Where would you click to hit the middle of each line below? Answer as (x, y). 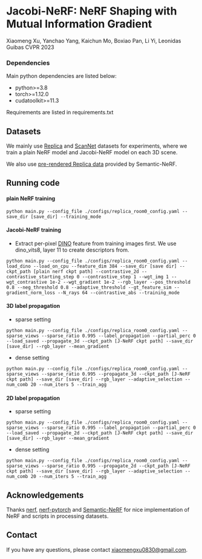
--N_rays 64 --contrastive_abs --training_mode (119, 293)
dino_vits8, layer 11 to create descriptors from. (72, 250)
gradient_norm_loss (31, 293)
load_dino (19, 266)
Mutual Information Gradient (79, 24)
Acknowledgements (45, 495)
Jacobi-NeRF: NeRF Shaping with (92, 11)
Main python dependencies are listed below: (61, 76)
